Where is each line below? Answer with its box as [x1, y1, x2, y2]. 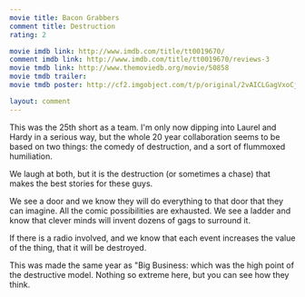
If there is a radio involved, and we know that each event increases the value [9, 233, 296, 243]
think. [9, 279, 31, 290]
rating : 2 [9, 30, 47, 39]
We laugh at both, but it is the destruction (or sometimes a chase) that [9, 168, 271, 179]
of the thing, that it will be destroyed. [9, 242, 147, 252]
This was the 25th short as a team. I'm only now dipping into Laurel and [9, 122, 277, 133]
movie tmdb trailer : [9, 72, 88, 82]
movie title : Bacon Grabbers [9, 13, 120, 23]
